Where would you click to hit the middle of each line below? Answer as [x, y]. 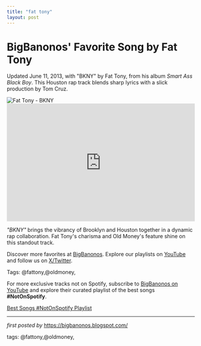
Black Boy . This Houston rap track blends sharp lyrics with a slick [87, 83]
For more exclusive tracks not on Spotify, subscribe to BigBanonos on [92, 284]
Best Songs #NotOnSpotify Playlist [49, 308]
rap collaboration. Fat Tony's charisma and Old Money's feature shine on [96, 236]
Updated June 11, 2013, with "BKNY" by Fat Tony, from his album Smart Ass [100, 76]
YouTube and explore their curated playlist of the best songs [81, 290]
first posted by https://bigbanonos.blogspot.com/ [67, 325]
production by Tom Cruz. [37, 89]
